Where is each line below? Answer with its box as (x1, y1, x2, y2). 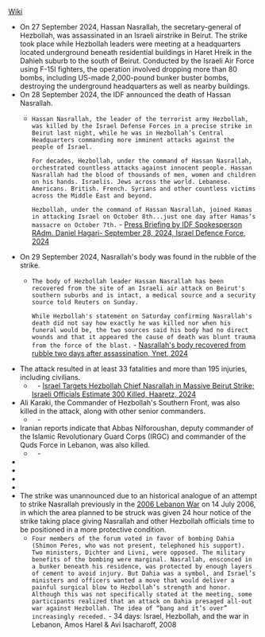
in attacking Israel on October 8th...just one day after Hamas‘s (31, 213, 256, 221)
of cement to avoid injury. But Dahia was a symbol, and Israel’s (31, 569, 256, 577)
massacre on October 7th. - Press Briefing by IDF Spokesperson (31, 220, 243, 229)
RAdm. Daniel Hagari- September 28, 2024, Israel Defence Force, (31, 229, 246, 237)
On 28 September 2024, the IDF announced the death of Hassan (19, 90, 232, 99)
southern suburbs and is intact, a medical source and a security (31, 291, 256, 299)
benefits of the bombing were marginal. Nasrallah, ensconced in (31, 556, 252, 564)
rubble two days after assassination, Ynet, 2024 (31, 349, 188, 358)
